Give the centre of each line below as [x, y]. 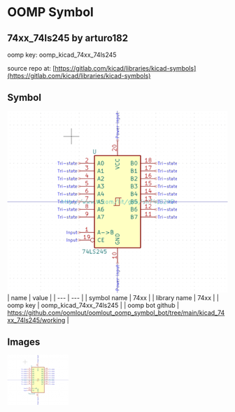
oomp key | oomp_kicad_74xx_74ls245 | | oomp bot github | [93, 305]
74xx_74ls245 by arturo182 [67, 38]
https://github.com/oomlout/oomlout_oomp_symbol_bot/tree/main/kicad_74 [116, 313]
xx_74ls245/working [36, 320]
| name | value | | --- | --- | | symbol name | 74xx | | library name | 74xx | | [113, 297]
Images [24, 342]
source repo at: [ [31, 68]
